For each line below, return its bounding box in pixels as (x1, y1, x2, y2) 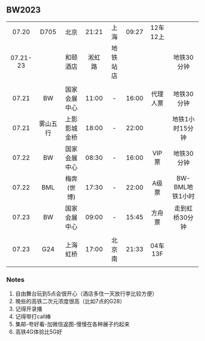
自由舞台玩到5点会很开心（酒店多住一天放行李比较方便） (15, 290, 158, 298)
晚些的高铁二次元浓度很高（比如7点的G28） (15, 298, 126, 305)
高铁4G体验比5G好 (15, 328, 63, 336)
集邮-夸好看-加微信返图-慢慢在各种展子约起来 (15, 320, 130, 328)
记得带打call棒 (15, 313, 51, 320)
